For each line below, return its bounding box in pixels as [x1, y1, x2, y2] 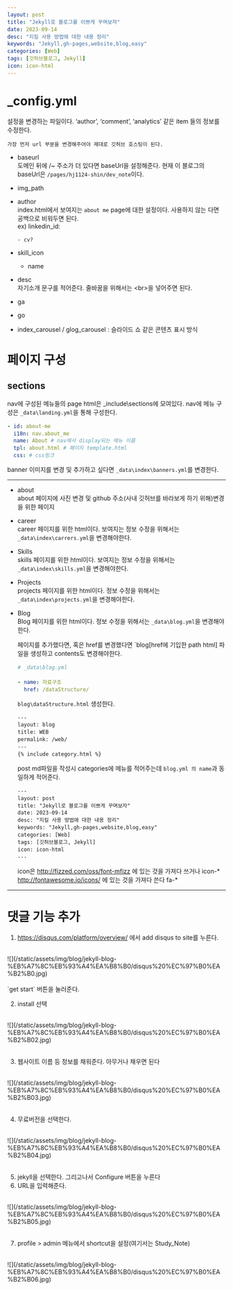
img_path [17, 184, 44, 192]
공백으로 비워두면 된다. [17, 214, 79, 222]
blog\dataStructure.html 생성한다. [17, 699, 115, 708]
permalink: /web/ [17, 736, 68, 743]
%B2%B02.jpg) [7, 1035, 52, 1044]
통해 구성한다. [80, 408, 118, 416]
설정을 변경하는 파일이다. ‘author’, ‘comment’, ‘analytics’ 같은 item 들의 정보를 [7, 117, 220, 125]
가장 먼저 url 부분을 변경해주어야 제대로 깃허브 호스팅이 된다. [7, 141, 164, 148]
